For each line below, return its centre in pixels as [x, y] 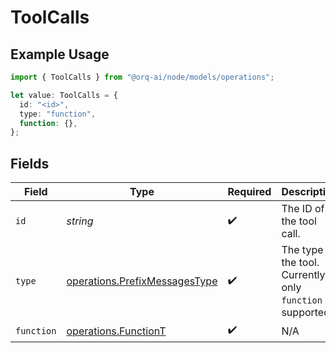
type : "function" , [58, 114]
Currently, [304, 275]
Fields [30, 163]
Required [249, 192]
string [80, 221]
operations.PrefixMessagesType [142, 281]
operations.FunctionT [116, 331]
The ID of [303, 209]
